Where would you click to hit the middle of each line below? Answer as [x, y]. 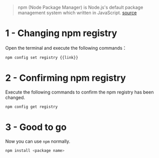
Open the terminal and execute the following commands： [66, 48]
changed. [15, 97]
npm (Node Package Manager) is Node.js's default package [80, 7]
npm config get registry [31, 107]
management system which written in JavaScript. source [77, 13]
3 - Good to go [36, 127]
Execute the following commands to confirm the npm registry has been [80, 92]
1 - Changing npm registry [61, 33]
